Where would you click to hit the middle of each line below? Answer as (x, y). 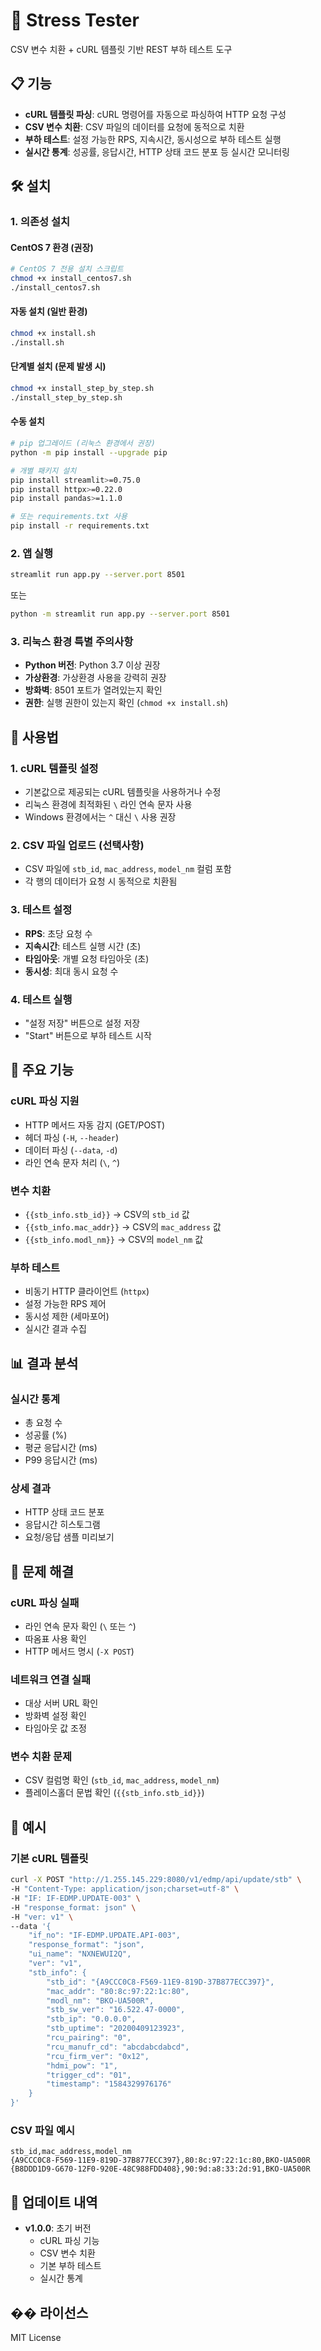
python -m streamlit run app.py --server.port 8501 (120, 614)
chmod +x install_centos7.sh (71, 279)
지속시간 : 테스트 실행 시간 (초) (83, 946)
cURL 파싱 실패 (45, 1602)
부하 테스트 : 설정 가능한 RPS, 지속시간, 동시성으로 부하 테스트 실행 (153, 139)
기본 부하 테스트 (70, 2266)
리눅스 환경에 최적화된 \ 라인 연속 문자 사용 (108, 805)
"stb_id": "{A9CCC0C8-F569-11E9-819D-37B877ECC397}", (160, 1982)
